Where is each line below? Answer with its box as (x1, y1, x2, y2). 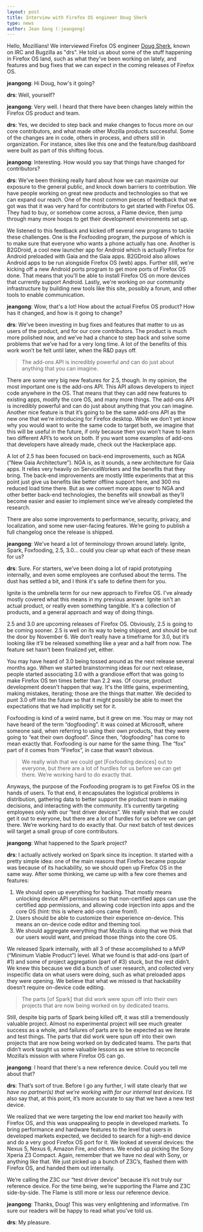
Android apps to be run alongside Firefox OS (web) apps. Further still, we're (7, 259, 195, 267)
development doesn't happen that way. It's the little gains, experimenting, (7, 684, 189, 691)
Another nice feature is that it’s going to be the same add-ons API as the (7, 409, 186, 416)
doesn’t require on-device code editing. (7, 984, 105, 991)
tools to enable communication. (7, 291, 85, 299)
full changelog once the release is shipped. (7, 528, 114, 536)
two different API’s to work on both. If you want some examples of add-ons (7, 435, 193, 442)
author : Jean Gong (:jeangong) (7, 25, 86, 32)
